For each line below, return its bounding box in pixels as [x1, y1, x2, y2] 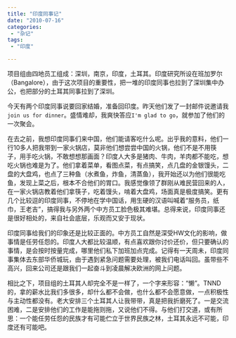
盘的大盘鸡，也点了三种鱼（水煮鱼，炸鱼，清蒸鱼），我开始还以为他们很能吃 [7, 170, 226, 178]
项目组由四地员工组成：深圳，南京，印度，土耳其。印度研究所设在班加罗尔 [7, 70, 223, 77]
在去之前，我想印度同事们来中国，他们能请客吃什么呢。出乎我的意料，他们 [7, 134, 223, 143]
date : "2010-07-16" [7, 17, 65, 24]
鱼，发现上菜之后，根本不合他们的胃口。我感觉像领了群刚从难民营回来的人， [7, 179, 229, 187]
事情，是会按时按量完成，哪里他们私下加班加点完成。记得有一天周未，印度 [7, 246, 223, 254]
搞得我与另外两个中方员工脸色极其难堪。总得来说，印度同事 [46, 205, 220, 213]
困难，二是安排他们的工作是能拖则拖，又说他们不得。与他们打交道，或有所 [7, 306, 223, 313]
